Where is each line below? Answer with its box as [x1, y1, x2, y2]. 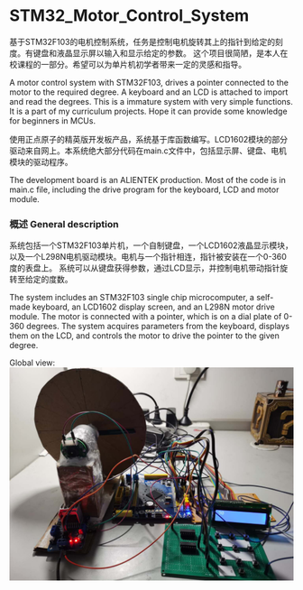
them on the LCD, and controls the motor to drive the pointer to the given [9, 330, 280, 341]
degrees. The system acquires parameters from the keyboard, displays [26, 321, 290, 332]
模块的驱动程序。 [9, 156, 73, 167]
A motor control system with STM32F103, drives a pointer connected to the [9, 77, 289, 88]
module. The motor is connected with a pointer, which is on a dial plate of [9, 311, 282, 322]
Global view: [9, 357, 56, 368]
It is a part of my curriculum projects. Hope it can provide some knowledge [9, 106, 288, 116]
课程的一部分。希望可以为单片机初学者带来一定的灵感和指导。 [16, 59, 246, 69]
